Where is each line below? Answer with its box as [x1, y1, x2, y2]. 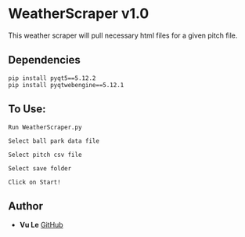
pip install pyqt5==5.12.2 [8, 74, 96, 82]
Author [8, 199, 43, 213]
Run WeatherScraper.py [8, 123, 82, 131]
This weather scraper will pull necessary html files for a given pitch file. [8, 31, 238, 40]
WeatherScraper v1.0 [8, 5, 150, 23]
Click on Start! [8, 178, 61, 186]
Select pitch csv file [8, 151, 82, 159]
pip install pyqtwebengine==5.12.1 [8, 81, 124, 89]
